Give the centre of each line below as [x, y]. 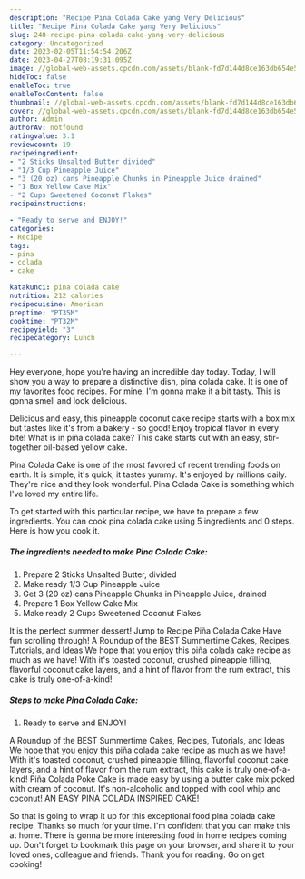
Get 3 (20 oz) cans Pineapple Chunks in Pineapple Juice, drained [144, 594]
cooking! [26, 864]
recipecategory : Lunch [52, 338]
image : [22, 69]
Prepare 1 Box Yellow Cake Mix [80, 604]
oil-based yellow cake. [85, 447]
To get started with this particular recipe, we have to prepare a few [134, 512]
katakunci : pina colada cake [64, 287]
